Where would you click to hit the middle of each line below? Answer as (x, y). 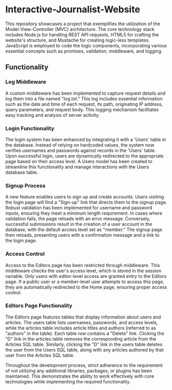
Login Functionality (30, 128)
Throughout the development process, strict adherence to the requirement (84, 365)
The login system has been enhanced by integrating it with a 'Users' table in (86, 139)
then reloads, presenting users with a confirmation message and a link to (82, 235)
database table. (22, 172)
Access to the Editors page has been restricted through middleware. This (83, 265)
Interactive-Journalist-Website (73, 10)
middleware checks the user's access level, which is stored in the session (83, 271)
